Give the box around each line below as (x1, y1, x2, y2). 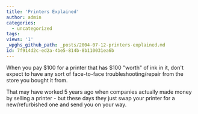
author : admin (6, 14, 42, 20)
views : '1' (6, 36, 34, 42)
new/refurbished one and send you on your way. (6, 101, 127, 108)
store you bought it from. (6, 76, 68, 84)
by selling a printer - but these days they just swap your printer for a (6, 94, 176, 101)
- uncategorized (11, 25, 52, 32)
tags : (6, 31, 20, 37)
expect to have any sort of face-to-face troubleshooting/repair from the (6, 70, 184, 78)
